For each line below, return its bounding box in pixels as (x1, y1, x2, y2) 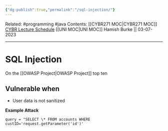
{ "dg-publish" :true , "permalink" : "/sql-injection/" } (5, 7, 115, 12)
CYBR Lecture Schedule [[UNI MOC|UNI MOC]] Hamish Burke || (5, 26, 137, 32)
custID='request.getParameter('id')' (5, 122, 84, 127)
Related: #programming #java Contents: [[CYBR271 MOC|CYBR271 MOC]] (5, 21, 157, 27)
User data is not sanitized (12, 98, 65, 104)
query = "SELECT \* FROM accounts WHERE (5, 117, 91, 122)
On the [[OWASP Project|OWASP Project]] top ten (5, 70, 107, 76)
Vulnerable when (5, 84, 60, 93)
